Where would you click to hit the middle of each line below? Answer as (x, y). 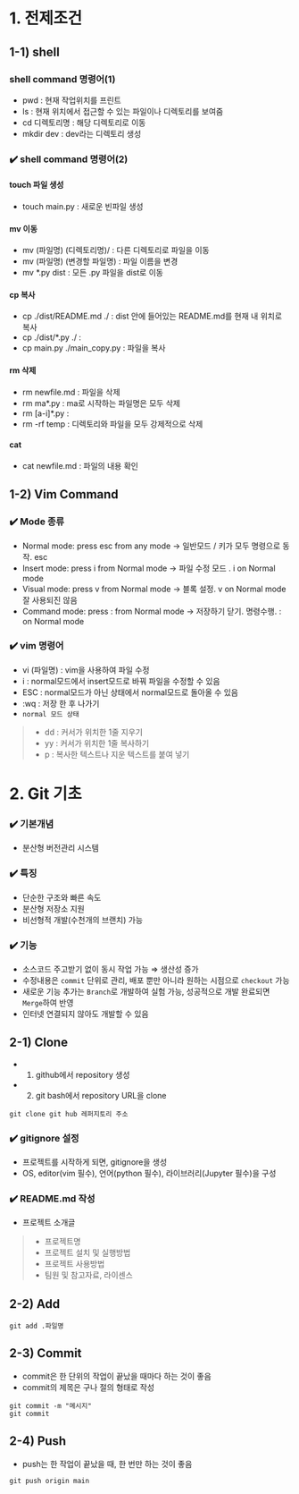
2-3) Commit (46, 1353)
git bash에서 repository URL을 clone (101, 1095)
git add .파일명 (37, 1326)
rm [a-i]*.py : (46, 413)
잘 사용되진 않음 (50, 599)
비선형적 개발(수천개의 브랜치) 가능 (83, 920)
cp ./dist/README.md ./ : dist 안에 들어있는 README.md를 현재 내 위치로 (152, 316)
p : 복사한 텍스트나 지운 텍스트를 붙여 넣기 (117, 754)
